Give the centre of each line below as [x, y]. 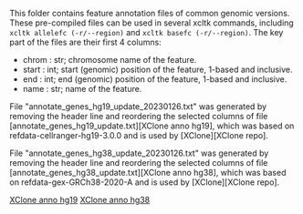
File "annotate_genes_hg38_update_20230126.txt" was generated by [139, 153]
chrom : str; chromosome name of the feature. [110, 60]
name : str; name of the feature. [82, 89]
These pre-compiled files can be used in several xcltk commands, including [151, 23]
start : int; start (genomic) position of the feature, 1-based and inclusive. [157, 69]
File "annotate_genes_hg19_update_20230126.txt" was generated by [138, 107]
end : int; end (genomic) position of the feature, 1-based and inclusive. [155, 79]
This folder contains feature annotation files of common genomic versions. [150, 13]
